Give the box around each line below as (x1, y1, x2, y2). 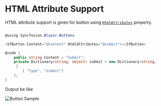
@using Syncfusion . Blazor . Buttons (5, 33, 75, 38)
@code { (5, 50, 21, 55)
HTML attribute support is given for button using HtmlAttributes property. (5, 19, 152, 25)
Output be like (5, 86, 33, 92)
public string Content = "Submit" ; (14, 55, 86, 60)
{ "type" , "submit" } (22, 69, 64, 74)
